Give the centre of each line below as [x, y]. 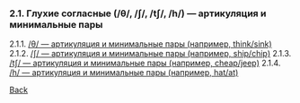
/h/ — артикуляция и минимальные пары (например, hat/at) [124, 73]
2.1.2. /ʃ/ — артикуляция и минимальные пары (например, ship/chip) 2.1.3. [150, 54]
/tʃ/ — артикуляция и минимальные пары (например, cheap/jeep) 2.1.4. [145, 63]
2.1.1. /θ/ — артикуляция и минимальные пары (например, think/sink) [141, 44]
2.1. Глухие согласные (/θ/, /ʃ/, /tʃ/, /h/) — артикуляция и [138, 13]
